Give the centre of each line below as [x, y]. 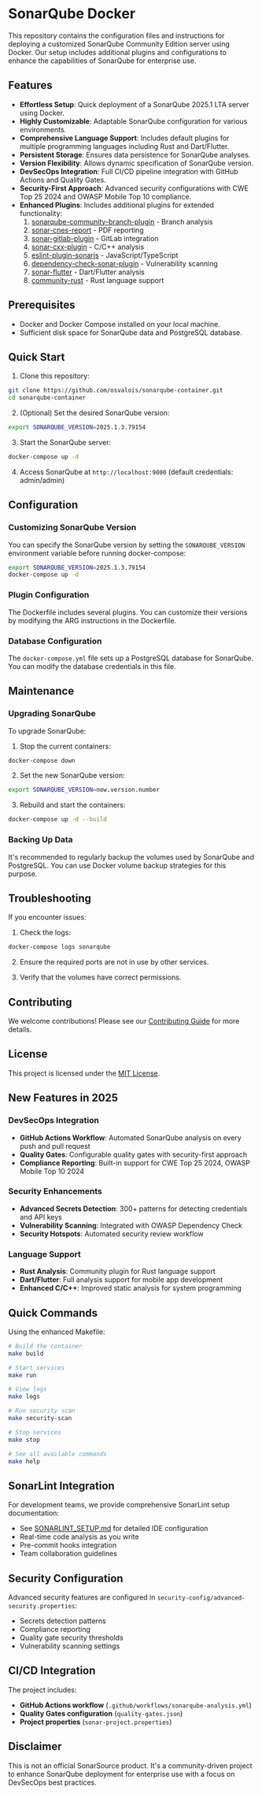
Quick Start [37, 357]
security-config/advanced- [201, 1598]
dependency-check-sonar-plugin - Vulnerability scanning [125, 263]
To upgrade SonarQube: [47, 730]
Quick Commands [53, 1313]
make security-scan [40, 1418]
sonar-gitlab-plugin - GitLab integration [95, 238]
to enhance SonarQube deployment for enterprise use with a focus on [122, 1774]
